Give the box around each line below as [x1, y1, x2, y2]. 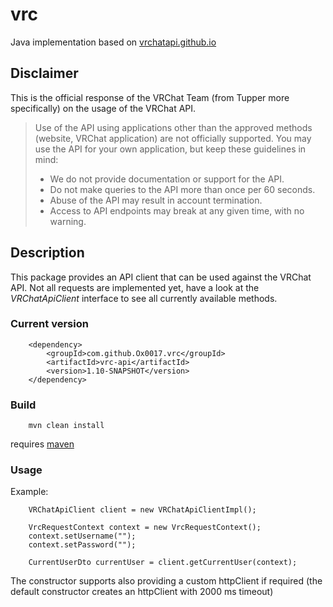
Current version [10, 317, 89, 331]
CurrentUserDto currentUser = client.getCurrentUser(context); [28, 558, 298, 568]
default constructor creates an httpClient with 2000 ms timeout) [10, 586, 274, 598]
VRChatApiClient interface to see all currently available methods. [10, 292, 278, 304]
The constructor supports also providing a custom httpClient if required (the [10, 575, 323, 587]
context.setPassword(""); [28, 540, 137, 550]
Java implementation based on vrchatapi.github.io [10, 36, 217, 48]
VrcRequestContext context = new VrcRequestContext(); [28, 523, 262, 533]
